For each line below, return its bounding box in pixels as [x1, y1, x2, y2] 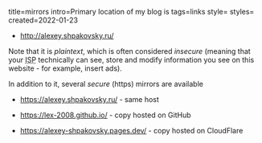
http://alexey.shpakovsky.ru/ [19, 31, 114, 40]
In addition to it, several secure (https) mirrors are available [8, 80, 203, 88]
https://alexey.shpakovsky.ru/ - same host [19, 95, 159, 104]
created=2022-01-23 [8, 15, 79, 25]
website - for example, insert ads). [8, 63, 122, 73]
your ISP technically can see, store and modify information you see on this [8, 55, 255, 64]
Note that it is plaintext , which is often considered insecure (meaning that [8, 47, 251, 55]
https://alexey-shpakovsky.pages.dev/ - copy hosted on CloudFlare [19, 126, 244, 135]
